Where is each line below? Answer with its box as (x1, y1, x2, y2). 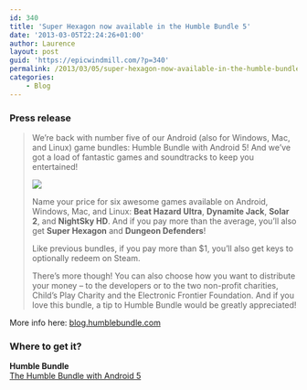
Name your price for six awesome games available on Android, (31, 195, 269, 206)
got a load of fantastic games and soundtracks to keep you (31, 152, 254, 163)
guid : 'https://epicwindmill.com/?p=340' (9, 56, 170, 65)
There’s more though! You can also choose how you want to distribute (31, 270, 296, 281)
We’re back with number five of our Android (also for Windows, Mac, (31, 132, 291, 142)
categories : (9, 73, 55, 82)
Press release (9, 111, 71, 124)
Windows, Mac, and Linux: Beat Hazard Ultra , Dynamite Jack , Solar (31, 206, 290, 216)
